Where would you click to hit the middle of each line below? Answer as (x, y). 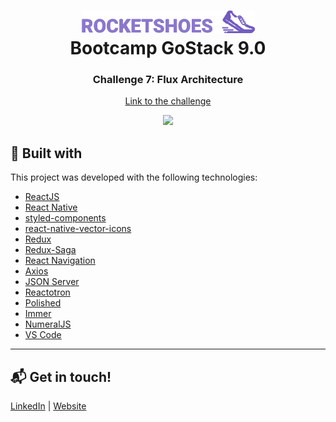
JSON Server (52, 282)
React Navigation (60, 261)
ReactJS (42, 197)
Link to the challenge (168, 101)
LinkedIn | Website (48, 406)
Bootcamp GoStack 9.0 (168, 48)
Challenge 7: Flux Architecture (168, 80)
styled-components (65, 218)
